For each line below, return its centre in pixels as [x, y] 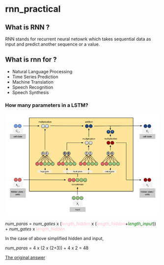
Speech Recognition [33, 87]
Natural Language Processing [42, 71]
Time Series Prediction [35, 77]
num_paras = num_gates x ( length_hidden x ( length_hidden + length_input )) [81, 223]
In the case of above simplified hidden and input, [55, 238]
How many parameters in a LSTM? [47, 105]
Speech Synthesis [30, 92]
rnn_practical [33, 9]
